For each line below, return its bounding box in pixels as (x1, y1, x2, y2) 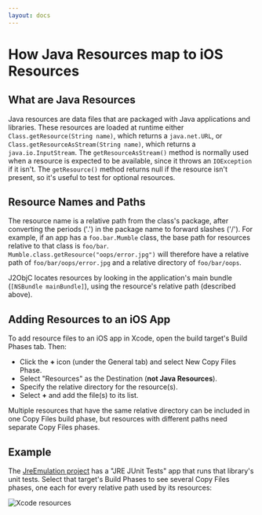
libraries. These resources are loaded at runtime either (8, 123, 184, 132)
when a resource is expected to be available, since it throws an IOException (8, 156, 253, 165)
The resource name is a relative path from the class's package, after (8, 216, 229, 226)
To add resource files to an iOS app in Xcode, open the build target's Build (8, 333, 248, 343)
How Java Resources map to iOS (8, 45, 224, 63)
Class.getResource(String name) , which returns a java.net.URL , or (8, 131, 223, 140)
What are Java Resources (8, 94, 136, 107)
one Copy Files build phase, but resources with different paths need (8, 414, 227, 424)
